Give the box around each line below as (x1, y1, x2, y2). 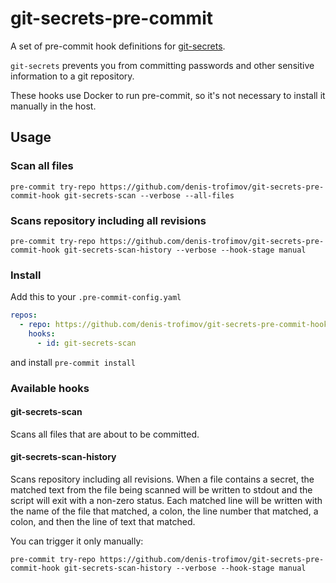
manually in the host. (10, 100, 97, 112)
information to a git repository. (10, 70, 135, 82)
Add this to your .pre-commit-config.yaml (10, 291, 182, 303)
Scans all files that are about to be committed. (10, 428, 200, 440)
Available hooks (10, 381, 90, 395)
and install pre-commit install (10, 356, 136, 368)
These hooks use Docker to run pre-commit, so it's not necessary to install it (10, 89, 326, 101)
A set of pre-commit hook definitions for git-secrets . (10, 40, 226, 52)
